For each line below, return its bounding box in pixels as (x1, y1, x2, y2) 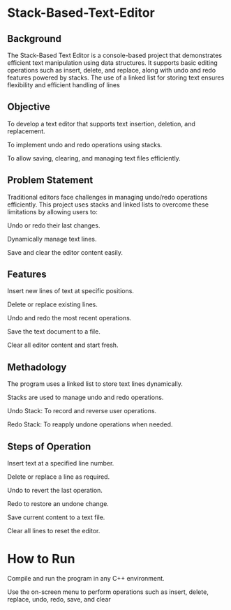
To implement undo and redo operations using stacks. (7, 140, 163, 149)
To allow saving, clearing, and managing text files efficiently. (7, 154, 181, 162)
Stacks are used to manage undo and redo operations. (7, 393, 164, 402)
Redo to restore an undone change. (7, 500, 110, 508)
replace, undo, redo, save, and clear (7, 595, 112, 603)
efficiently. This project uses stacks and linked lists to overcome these (7, 200, 209, 209)
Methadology (7, 361, 67, 373)
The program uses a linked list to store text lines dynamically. (7, 380, 183, 388)
